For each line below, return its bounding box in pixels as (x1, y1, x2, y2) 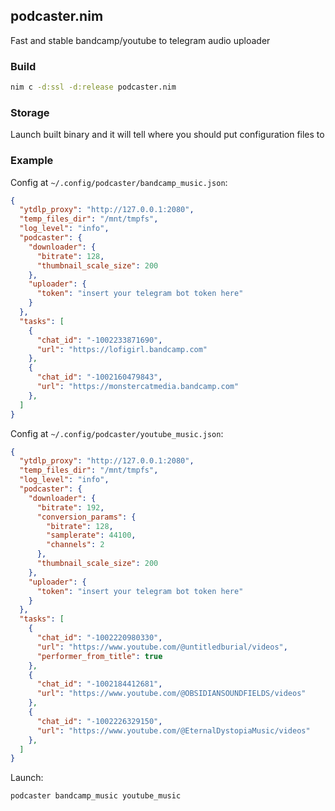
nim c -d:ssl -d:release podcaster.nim (10, 82, 177, 93)
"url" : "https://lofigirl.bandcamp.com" (36, 344, 208, 354)
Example (10, 154, 54, 168)
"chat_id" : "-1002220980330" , (36, 633, 163, 643)
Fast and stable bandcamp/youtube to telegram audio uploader (10, 34, 271, 46)
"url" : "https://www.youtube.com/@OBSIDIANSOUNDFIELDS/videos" (36, 689, 307, 699)
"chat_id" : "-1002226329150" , (36, 716, 163, 726)
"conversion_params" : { (36, 512, 137, 522)
